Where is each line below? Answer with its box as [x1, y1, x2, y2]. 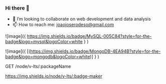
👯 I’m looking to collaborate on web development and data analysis [12, 16, 151, 22]
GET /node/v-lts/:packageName [5, 63, 71, 69]
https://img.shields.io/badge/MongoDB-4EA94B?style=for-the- [30, 48, 161, 54]
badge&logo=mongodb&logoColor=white [5, 54, 90, 60]
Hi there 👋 [5, 5, 30, 12]
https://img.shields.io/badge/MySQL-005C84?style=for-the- [27, 33, 152, 39]
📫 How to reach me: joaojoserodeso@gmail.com [12, 22, 114, 28]
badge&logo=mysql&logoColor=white [5, 39, 83, 45]
